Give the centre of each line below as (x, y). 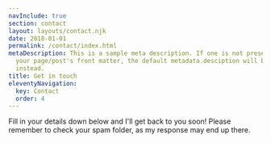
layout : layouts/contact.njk (57, 31)
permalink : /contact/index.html (63, 46)
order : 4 (30, 99)
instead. (30, 69)
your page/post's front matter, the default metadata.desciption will (137, 61)
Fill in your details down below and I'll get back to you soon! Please (120, 121)
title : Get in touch (43, 76)
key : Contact (38, 91)
